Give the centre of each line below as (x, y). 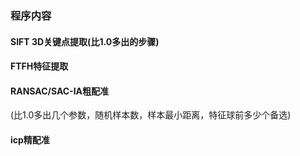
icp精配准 (30, 139)
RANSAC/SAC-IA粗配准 (60, 91)
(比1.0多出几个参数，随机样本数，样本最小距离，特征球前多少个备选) (151, 115)
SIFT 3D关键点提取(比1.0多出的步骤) (85, 41)
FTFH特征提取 (39, 66)
